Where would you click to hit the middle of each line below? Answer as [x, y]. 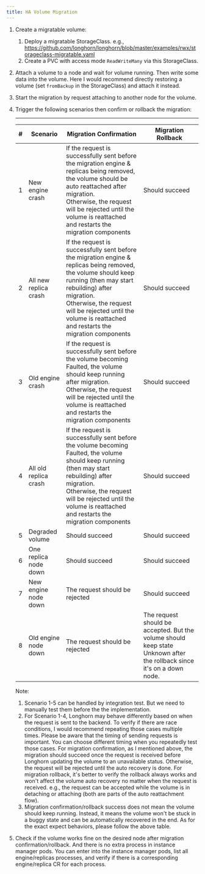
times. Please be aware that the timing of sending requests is [101, 735]
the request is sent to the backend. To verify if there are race [101, 722]
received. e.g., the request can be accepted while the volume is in [107, 787]
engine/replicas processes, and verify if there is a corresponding [96, 857]
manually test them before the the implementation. [88, 709]
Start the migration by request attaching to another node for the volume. [106, 97]
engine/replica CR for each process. [61, 864]
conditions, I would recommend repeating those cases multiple [103, 729]
